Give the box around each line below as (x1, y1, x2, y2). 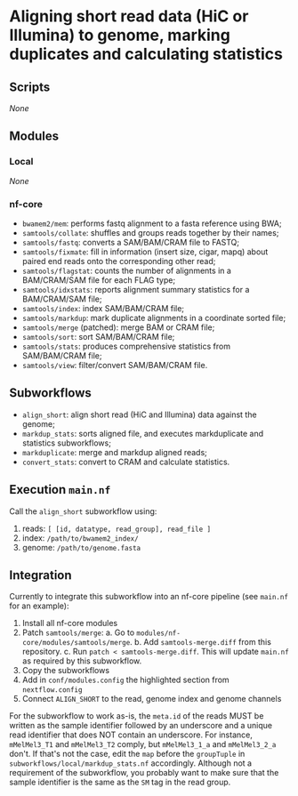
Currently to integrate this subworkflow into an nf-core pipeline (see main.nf (9, 591, 289, 602)
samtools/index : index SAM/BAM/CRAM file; (21, 302, 185, 313)
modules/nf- (136, 629, 181, 638)
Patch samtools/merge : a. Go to (21, 627, 135, 638)
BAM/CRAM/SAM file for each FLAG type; (21, 274, 176, 285)
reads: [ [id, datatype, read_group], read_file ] (21, 523, 212, 534)
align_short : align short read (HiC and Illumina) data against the (21, 409, 257, 420)
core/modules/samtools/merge (21, 639, 131, 647)
